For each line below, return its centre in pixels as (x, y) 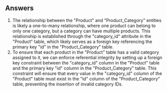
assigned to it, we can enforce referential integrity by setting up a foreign (87, 57)
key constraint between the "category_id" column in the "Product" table (86, 62)
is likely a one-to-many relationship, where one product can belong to (84, 25)
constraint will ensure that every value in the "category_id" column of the (87, 73)
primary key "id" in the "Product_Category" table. (63, 46)
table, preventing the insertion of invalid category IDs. (68, 84)
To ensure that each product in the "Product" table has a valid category (86, 52)
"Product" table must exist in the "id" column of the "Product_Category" (86, 78)
